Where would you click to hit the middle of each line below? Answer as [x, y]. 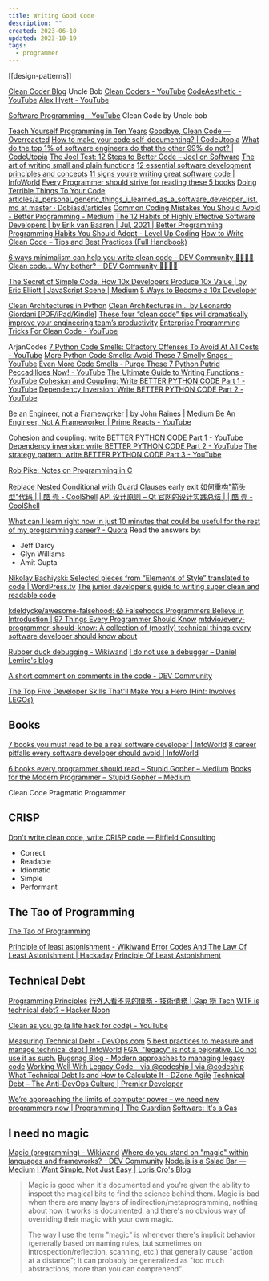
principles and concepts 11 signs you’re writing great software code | [122, 174]
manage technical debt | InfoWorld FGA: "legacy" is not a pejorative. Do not [132, 1050]
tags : [17, 46]
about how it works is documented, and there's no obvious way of [137, 1211]
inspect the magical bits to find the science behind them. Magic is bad [144, 1194]
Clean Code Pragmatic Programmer [67, 792]
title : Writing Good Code [51, 16]
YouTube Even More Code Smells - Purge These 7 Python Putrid [114, 364]
